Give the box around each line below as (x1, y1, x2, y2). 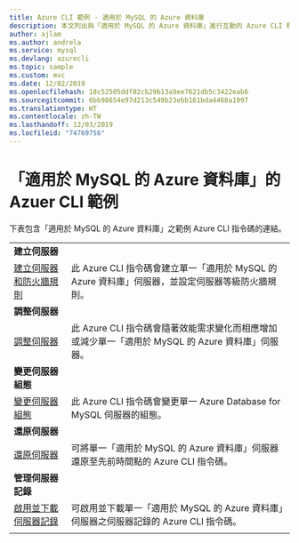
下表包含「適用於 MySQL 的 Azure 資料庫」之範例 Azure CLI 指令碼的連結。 (9, 223, 287, 234)
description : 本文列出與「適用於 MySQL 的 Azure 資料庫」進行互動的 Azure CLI (9, 21, 283, 30)
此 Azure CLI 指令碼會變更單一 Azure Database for (70, 395, 281, 407)
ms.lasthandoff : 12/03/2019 (9, 121, 114, 130)
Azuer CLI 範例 (9, 192, 119, 212)
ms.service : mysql (9, 46, 77, 55)
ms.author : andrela (9, 37, 82, 47)
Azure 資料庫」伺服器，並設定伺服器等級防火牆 (70, 275, 268, 287)
